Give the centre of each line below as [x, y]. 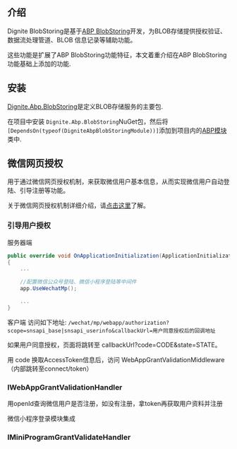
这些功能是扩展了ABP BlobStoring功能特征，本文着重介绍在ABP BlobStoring [117, 54]
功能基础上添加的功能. [39, 64]
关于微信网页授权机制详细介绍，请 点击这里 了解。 [78, 205]
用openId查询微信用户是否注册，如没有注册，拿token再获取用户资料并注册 [115, 404]
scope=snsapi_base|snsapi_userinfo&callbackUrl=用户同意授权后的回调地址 [111, 330]
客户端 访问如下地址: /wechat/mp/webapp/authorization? [89, 322]
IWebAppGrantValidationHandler [65, 387]
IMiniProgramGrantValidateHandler [69, 437]
